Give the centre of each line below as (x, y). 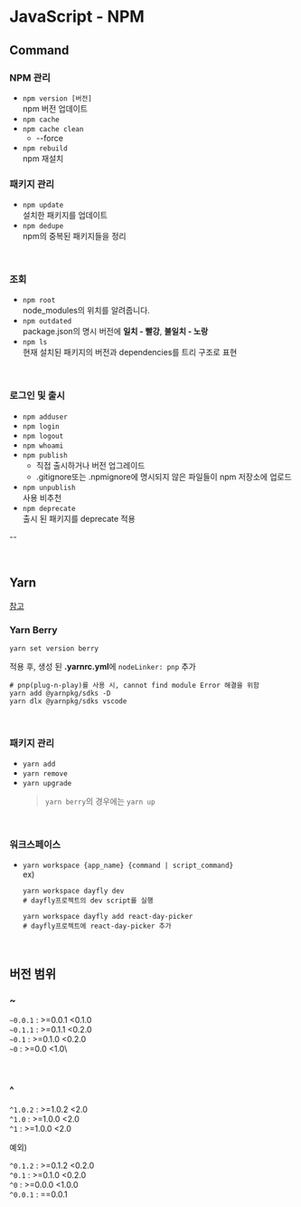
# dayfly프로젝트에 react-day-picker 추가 (97, 926)
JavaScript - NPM (77, 17)
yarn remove (45, 774)
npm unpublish (49, 488)
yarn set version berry (54, 648)
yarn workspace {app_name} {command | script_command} (128, 866)
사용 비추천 (42, 497)
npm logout (43, 436)
